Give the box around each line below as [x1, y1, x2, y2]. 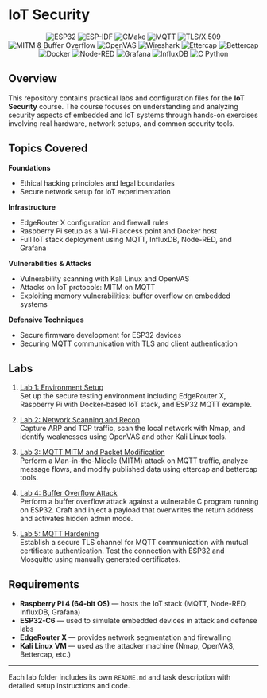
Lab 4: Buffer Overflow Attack [19, 488, 118, 498]
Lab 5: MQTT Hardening [19, 529, 99, 539]
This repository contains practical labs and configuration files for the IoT [8, 93, 245, 103]
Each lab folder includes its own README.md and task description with [8, 673, 231, 682]
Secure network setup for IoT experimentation [19, 186, 171, 196]
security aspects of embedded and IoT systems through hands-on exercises [8, 110, 258, 120]
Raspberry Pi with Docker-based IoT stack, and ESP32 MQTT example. [19, 400, 253, 410]
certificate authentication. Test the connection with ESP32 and [19, 546, 225, 555]
